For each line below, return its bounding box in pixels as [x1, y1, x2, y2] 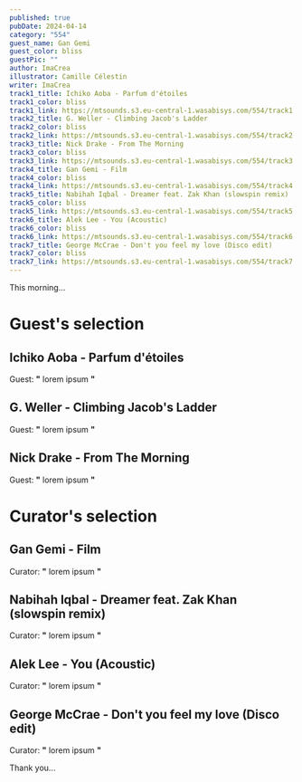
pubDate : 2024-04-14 [9, 22, 88, 31]
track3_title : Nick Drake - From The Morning [9, 139, 184, 148]
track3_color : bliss [9, 148, 88, 157]
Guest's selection [9, 314, 145, 335]
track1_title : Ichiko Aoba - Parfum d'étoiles [9, 89, 188, 98]
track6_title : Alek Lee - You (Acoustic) [9, 215, 168, 224]
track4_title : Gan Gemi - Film [9, 165, 127, 174]
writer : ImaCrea [9, 81, 71, 90]
